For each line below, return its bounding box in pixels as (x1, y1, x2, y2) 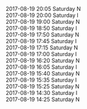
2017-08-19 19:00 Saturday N (6, 18, 80, 25)
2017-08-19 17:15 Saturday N (6, 44, 78, 51)
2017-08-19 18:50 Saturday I (6, 24, 77, 32)
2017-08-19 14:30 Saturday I (6, 90, 78, 96)
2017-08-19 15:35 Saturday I (6, 76, 77, 83)
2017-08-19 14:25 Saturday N (6, 96, 80, 103)
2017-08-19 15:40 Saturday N (6, 70, 80, 77)
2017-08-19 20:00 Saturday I (6, 12, 79, 19)
